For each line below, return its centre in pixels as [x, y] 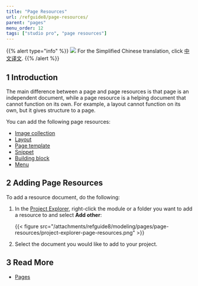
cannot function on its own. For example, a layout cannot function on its [93, 104]
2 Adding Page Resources [55, 183]
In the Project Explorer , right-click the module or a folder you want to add [103, 208]
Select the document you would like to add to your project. [86, 244]
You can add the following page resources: [59, 121]
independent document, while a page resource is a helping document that [96, 97]
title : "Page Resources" [37, 11]
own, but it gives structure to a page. [51, 110]
